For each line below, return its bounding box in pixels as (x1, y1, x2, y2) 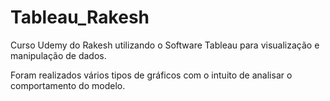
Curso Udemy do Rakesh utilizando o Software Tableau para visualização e (10, 39, 320, 51)
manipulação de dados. (10, 49, 107, 61)
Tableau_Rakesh (10, 6, 150, 29)
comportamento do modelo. (10, 79, 126, 91)
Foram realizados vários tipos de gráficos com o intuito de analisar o (10, 69, 293, 81)
